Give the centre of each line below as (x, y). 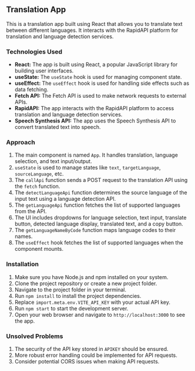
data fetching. (31, 90)
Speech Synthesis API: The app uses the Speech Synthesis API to (95, 121)
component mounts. (39, 249)
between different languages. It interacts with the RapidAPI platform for (92, 30)
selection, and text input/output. (53, 161)
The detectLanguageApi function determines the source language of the (101, 193)
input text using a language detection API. (65, 199)
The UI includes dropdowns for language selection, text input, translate (100, 218)
